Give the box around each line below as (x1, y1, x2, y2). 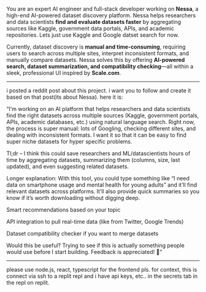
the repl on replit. (6, 279, 50, 286)
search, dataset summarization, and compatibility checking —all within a (6, 63, 194, 70)
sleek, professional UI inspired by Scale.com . (6, 69, 121, 76)
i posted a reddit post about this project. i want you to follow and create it (6, 87, 191, 94)
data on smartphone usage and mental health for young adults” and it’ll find (6, 181, 197, 188)
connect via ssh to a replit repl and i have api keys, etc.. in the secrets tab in (6, 272, 198, 280)
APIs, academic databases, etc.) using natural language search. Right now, (6, 118, 195, 125)
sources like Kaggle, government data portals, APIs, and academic (6, 25, 175, 32)
